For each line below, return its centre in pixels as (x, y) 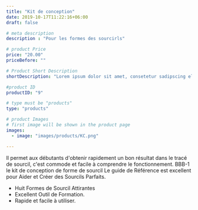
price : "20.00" (25, 55)
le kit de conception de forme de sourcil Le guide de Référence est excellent (99, 170)
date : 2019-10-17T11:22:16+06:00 (47, 17)
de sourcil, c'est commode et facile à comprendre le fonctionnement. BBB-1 (98, 164)
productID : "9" (25, 93)
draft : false (22, 22)
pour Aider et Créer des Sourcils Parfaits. (56, 176)
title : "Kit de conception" (41, 12)
